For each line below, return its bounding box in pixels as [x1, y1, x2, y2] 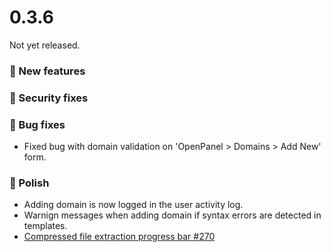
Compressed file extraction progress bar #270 [23, 231, 216, 243]
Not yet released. [9, 39, 81, 51]
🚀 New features [9, 64, 86, 78]
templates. [23, 220, 68, 232]
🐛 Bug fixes [9, 117, 66, 131]
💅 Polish [9, 176, 50, 190]
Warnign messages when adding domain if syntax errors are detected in [23, 209, 322, 221]
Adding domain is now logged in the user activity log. [23, 199, 244, 211]
